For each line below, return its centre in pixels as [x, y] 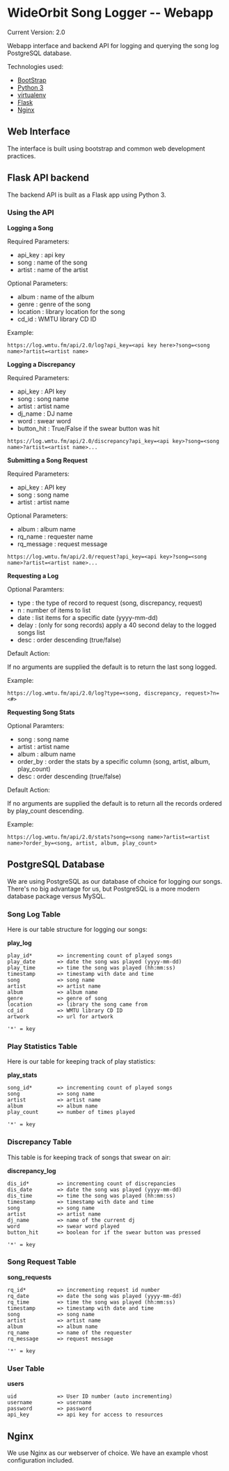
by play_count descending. [46, 810]
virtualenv [32, 95]
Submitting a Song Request [48, 460]
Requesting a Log [33, 575]
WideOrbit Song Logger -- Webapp [110, 13]
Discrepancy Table [39, 1142]
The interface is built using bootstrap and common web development [106, 149]
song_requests [30, 1277]
